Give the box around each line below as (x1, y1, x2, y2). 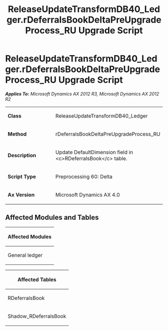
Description (7, 152, 36, 159)
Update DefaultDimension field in (55, 149, 133, 156)
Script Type (7, 173, 36, 180)
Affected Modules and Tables (5, 213, 99, 222)
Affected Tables (17, 276, 56, 283)
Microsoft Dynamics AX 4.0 (55, 191, 120, 198)
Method (7, 130, 27, 137)
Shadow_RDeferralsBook (7, 312, 66, 319)
